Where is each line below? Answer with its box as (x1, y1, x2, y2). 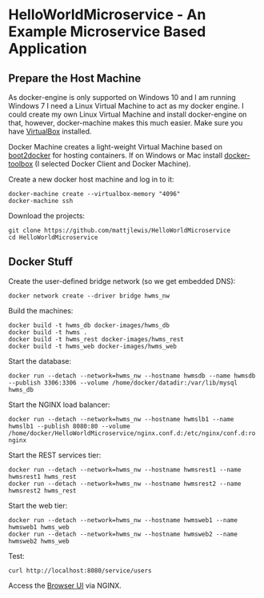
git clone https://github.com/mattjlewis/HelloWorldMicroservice (8, 226, 230, 234)
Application (8, 40, 87, 58)
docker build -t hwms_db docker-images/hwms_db (8, 321, 170, 329)
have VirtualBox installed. (8, 126, 92, 136)
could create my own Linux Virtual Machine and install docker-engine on (8, 110, 247, 119)
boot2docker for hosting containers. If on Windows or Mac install (8, 150, 222, 160)
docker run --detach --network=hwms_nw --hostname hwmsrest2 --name (8, 480, 242, 488)
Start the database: (8, 356, 72, 365)
